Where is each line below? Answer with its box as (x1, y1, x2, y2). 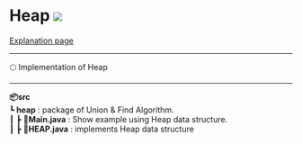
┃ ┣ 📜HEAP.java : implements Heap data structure (9, 123, 195, 134)
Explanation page (9, 35, 74, 46)
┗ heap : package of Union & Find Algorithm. (9, 104, 174, 115)
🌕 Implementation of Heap (9, 61, 108, 72)
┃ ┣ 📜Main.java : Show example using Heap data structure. (9, 113, 228, 124)
